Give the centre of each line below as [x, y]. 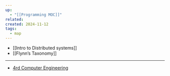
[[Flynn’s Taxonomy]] [35, 53]
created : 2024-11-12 [27, 24]
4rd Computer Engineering [40, 68]
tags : [11, 29]
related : [14, 19]
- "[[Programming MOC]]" [36, 15]
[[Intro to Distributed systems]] [45, 48]
